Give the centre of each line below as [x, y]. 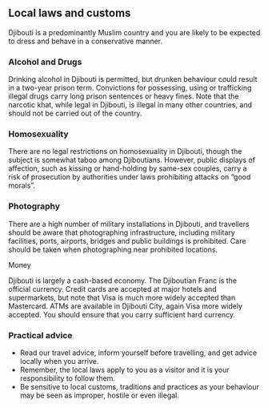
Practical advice [40, 335]
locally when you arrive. [59, 361]
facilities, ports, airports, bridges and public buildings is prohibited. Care [127, 240]
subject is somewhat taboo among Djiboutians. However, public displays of [132, 160]
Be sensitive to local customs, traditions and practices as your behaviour [140, 387]
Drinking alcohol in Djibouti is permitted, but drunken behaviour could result [133, 79]
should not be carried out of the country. [75, 113]
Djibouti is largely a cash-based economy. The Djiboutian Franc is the [123, 281]
